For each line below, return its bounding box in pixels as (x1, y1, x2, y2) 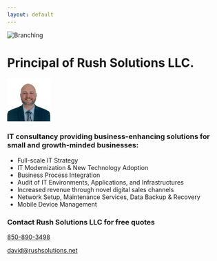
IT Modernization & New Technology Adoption (17, 163, 149, 171)
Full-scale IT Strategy (17, 156, 79, 165)
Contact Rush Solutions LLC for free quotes (7, 217, 155, 227)
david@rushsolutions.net (7, 247, 78, 255)
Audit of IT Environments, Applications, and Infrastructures (17, 178, 184, 186)
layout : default (7, 11, 54, 18)
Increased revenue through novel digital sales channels (17, 185, 174, 194)
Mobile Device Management (17, 200, 98, 208)
